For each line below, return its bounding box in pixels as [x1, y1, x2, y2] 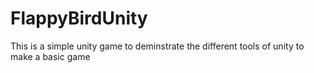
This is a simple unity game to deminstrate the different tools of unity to [10, 40, 305, 52]
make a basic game [10, 50, 91, 62]
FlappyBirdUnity [10, 7, 148, 30]
